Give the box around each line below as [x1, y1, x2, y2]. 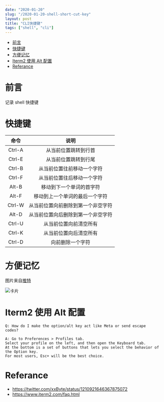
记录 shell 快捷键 [5, 99, 39, 106]
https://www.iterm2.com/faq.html [12, 391, 80, 397]
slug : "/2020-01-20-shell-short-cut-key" [5, 12, 91, 17]
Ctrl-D [8, 239, 24, 245]
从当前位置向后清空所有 [43, 230, 98, 236]
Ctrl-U [8, 220, 24, 227]
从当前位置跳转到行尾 [46, 156, 96, 162]
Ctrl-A [8, 147, 24, 153]
